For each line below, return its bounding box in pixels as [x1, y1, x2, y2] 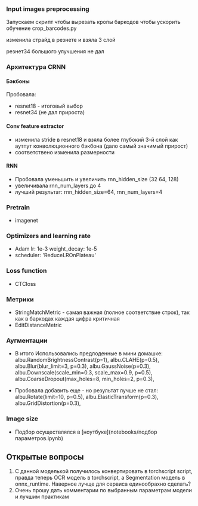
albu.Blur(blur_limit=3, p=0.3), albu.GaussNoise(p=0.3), [14, 362, 151, 370]
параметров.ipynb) [14, 434, 64, 441]
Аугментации [6, 336, 48, 345]
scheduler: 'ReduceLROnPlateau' [14, 252, 97, 259]
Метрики [6, 295, 34, 303]
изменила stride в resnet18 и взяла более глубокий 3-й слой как [14, 136, 178, 143]
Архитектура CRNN [6, 63, 66, 71]
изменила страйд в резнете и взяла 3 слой [6, 36, 116, 44]
